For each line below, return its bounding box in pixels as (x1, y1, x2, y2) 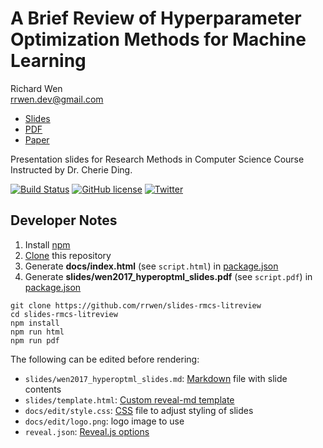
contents (24, 383, 62, 395)
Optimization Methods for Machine (10, 28, 307, 51)
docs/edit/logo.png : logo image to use (24, 415, 185, 427)
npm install (10, 318, 60, 328)
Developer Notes (10, 212, 118, 229)
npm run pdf (10, 335, 60, 346)
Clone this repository (24, 249, 112, 261)
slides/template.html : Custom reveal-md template (24, 393, 235, 406)
